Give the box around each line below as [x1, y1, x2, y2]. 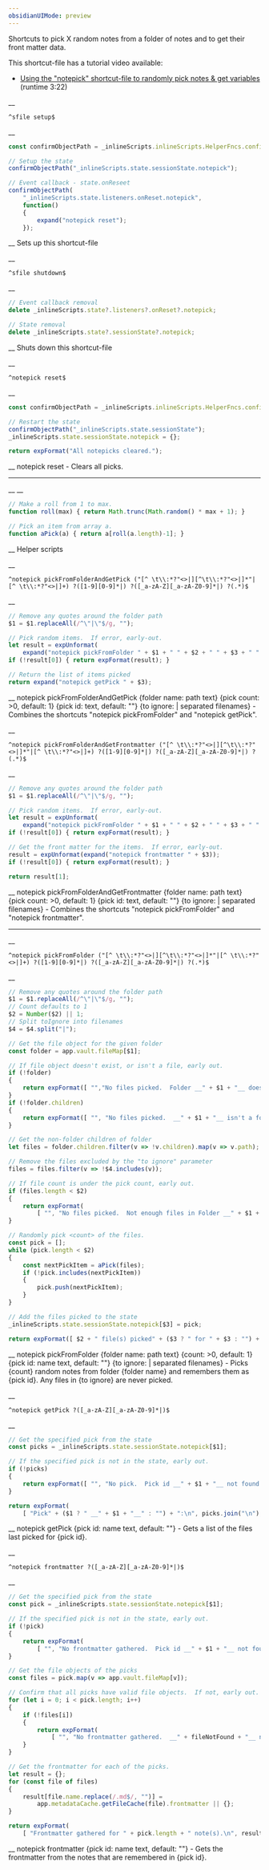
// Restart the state [8, 418, 81, 426]
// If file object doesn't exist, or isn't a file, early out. [8, 1061, 224, 1069]
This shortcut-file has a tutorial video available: [8, 58, 163, 67]
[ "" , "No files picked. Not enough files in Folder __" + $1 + [37, 1209, 260, 1218]
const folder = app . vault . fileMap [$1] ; [8, 1047, 142, 1055]
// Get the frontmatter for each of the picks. [8, 1763, 171, 1771]
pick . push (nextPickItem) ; [37, 1284, 124, 1292]
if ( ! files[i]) [22, 1710, 74, 1719]
